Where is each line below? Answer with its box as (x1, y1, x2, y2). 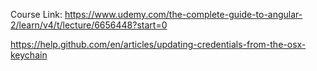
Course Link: (10, 9, 63, 20)
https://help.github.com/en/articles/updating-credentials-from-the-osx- (10, 39, 307, 50)
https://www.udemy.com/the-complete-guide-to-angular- (64, 9, 303, 20)
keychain (10, 49, 48, 61)
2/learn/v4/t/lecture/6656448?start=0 (10, 19, 168, 31)
